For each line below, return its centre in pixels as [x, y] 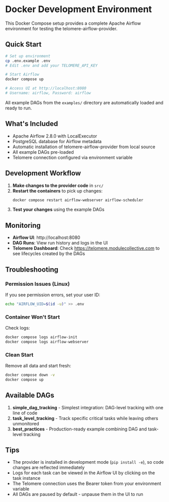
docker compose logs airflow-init [41, 337]
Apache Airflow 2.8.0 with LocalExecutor [55, 136]
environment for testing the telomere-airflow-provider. [61, 28]
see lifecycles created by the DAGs [49, 254]
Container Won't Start [33, 317]
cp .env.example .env [28, 61]
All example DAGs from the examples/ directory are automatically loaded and [84, 102]
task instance [26, 478]
